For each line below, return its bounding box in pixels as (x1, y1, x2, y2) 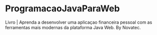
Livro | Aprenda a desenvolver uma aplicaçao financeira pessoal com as (5, 19, 153, 25)
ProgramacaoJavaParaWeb (5, 3, 120, 14)
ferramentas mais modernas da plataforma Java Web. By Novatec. (5, 24, 141, 30)
